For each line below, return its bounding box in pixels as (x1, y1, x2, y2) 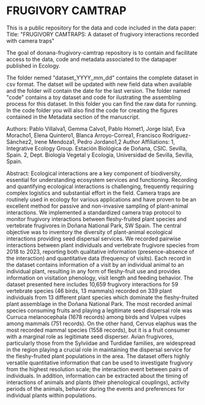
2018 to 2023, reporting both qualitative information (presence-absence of (6, 248, 195, 255)
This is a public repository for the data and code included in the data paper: (6, 24, 197, 31)
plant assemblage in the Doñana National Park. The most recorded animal (6, 300, 192, 307)
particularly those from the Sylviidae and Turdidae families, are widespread (6, 339, 196, 347)
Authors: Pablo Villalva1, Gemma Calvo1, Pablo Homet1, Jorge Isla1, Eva (6, 125, 185, 132)
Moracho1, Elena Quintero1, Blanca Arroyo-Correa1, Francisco (6, 132, 162, 139)
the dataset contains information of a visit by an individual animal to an (6, 261, 185, 268)
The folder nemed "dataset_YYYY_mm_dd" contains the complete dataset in (6, 74, 199, 81)
